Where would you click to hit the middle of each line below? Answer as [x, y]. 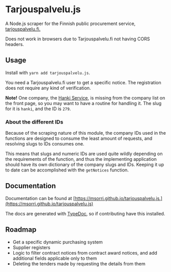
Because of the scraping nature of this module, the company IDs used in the [86, 133]
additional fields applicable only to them [55, 258]
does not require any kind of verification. [48, 88]
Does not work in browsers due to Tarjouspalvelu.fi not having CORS [78, 39]
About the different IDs [34, 122]
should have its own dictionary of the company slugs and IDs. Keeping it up [85, 165]
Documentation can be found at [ [40, 198]
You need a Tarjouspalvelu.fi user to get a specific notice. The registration [83, 82]
